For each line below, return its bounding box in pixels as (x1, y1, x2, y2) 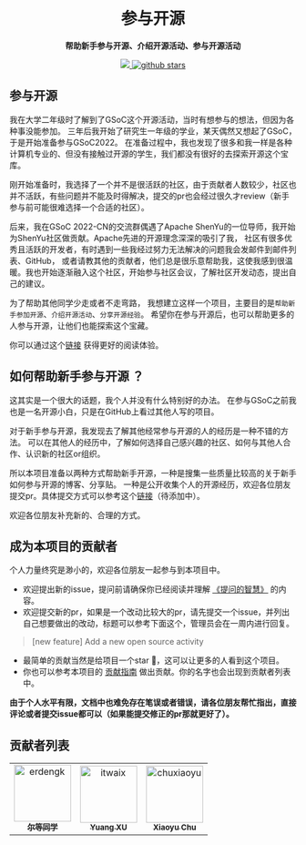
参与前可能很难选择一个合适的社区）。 (9, 201, 149, 212)
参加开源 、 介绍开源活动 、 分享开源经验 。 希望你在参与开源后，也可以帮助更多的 (15, 309, 295, 320)
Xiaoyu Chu (153, 821, 197, 832)
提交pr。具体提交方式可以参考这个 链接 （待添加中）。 (9, 490, 205, 501)
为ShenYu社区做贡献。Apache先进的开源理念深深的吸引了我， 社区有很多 (9, 232, 285, 243)
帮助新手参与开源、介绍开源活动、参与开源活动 (65, 40, 241, 51)
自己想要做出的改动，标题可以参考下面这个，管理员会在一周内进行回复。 (22, 618, 294, 629)
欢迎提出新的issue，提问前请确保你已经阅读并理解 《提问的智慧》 (22, 584, 269, 595)
